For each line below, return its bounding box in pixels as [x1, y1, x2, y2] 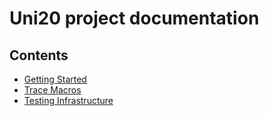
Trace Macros [23, 84, 82, 96]
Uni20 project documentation [9, 7, 260, 30]
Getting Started [23, 73, 87, 85]
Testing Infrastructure [23, 95, 114, 106]
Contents [9, 47, 69, 64]
